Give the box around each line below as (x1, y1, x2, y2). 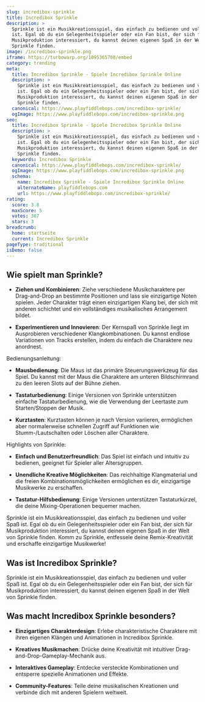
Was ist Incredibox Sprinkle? (6, 557, 117, 568)
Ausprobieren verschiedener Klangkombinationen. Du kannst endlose (15, 330, 190, 337)
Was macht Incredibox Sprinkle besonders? (6, 611, 176, 621)
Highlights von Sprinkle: (6, 441, 67, 448)
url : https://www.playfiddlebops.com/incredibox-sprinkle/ (17, 190, 171, 196)
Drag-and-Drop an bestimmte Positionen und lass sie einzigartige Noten (15, 292, 197, 299)
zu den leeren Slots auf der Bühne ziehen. (15, 379, 121, 387)
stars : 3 (12, 219, 34, 225)
